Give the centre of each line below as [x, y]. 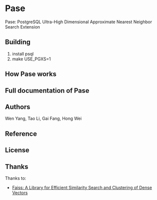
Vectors [20, 193]
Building [18, 42]
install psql [23, 54]
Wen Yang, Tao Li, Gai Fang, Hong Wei [43, 118]
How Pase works [31, 74]
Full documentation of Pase [47, 91]
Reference [21, 134]
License [17, 150]
